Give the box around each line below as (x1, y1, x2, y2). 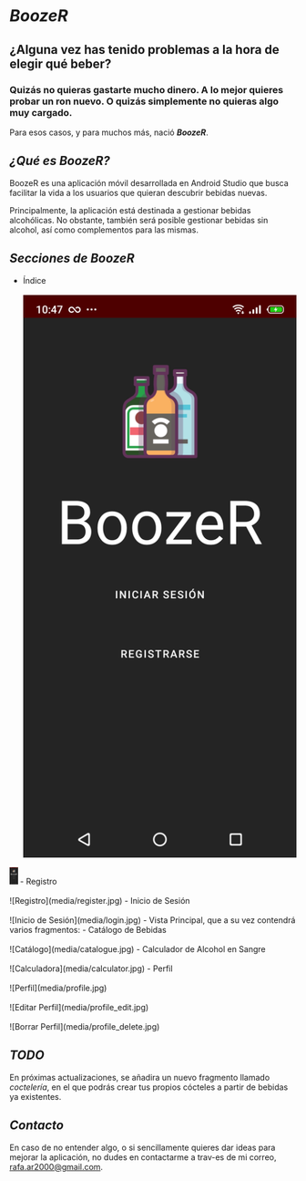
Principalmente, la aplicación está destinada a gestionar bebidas (9, 204, 251, 215)
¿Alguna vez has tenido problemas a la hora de (9, 42, 280, 57)
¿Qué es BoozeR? (9, 153, 111, 169)
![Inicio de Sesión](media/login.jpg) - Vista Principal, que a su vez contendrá (9, 914, 296, 926)
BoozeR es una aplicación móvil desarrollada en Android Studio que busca (9, 177, 289, 188)
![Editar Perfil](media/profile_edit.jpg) (9, 1001, 149, 1012)
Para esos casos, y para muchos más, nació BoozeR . (9, 127, 209, 138)
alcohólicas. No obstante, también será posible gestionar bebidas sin (9, 214, 269, 225)
